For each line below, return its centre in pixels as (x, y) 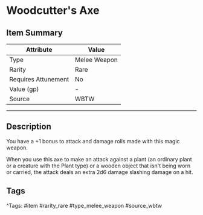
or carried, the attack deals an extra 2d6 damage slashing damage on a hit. (100, 172)
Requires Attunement (39, 79)
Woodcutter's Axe (53, 11)
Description (29, 127)
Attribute (39, 50)
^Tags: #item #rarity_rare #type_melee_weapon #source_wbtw (84, 205)
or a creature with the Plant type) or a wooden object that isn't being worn (98, 166)
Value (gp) (24, 89)
